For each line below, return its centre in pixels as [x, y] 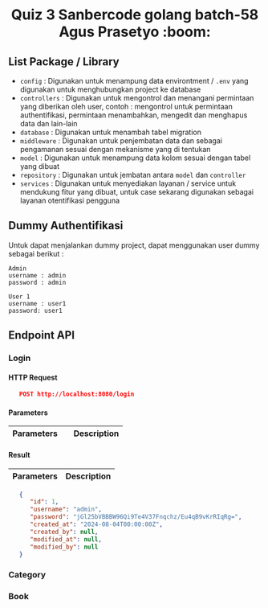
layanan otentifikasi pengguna [70, 200]
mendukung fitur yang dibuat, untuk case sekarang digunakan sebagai [137, 192]
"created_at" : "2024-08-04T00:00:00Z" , [96, 524]
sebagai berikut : [36, 253]
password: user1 [35, 310]
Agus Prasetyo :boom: [135, 32]
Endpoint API [41, 335]
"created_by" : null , [64, 532]
